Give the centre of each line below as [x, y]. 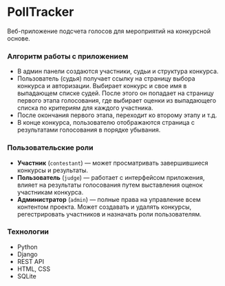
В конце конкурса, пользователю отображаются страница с [106, 123]
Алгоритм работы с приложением [68, 56]
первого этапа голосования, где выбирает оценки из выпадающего [117, 101]
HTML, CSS [33, 269]
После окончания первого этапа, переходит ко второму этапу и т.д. [117, 115]
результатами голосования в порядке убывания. [89, 130]
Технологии [28, 232]
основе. [19, 38]
